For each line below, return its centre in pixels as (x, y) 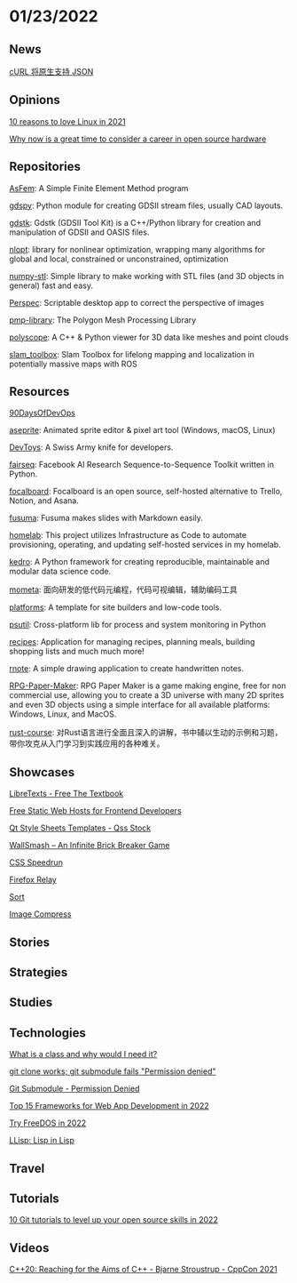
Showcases (42, 772)
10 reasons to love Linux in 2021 (67, 121)
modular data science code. (60, 572)
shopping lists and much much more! (77, 652)
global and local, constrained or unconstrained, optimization (119, 259)
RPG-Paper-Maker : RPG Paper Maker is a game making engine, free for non (148, 686)
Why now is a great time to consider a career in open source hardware (138, 139)
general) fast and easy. (51, 285)
